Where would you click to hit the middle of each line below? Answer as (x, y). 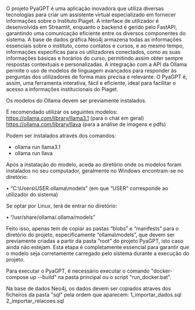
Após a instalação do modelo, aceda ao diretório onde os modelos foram (94, 164)
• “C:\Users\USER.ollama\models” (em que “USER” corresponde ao (87, 188)
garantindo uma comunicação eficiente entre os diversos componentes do (96, 33)
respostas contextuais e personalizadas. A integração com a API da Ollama (97, 64)
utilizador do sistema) (32, 194)
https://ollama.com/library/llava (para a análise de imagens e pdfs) (86, 124)
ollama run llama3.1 (37, 147)
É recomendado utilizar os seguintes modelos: (62, 112)
